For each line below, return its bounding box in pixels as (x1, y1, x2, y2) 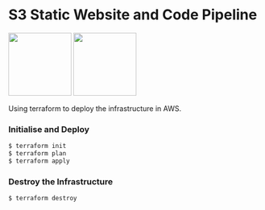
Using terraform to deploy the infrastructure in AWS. (8, 103, 182, 113)
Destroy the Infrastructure (8, 175, 114, 187)
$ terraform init (8, 142, 67, 150)
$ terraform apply (8, 157, 70, 165)
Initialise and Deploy (8, 123, 90, 134)
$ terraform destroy (8, 195, 78, 203)
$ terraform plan (8, 150, 67, 158)
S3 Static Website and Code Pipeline (8, 6, 258, 24)
